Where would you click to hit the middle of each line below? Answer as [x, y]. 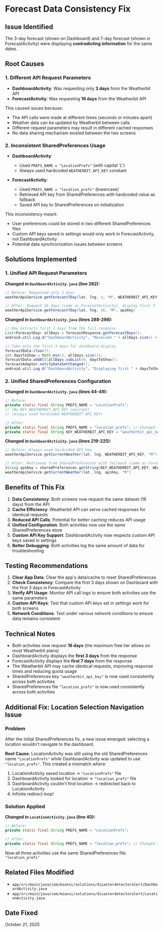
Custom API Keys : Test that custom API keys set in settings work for [81, 603]
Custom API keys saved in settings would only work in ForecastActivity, [83, 234]
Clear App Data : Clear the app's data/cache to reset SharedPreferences [84, 577]
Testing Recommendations [47, 566]
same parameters [30, 598]
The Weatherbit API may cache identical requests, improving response [82, 666]
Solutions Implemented [41, 260]
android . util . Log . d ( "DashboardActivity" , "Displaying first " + [71, 369]
